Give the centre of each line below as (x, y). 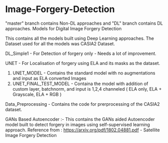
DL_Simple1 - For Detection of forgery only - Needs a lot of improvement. (81, 53)
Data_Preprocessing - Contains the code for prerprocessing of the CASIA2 (82, 104)
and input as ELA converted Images (49, 78)
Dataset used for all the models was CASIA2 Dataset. (60, 43)
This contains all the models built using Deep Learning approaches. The (80, 38)
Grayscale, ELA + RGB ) (37, 94)
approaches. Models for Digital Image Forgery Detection (63, 28)
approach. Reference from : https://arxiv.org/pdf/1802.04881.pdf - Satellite (82, 130)
